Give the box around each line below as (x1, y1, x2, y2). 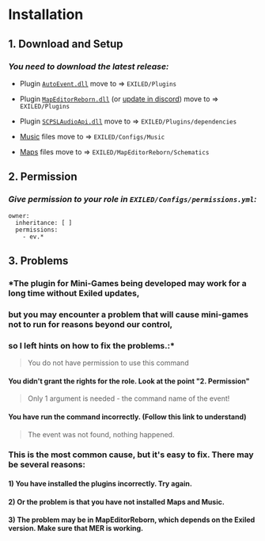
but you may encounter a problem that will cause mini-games (8, 309, 249, 320)
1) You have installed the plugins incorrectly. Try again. (8, 479, 192, 489)
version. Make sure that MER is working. (8, 524, 144, 533)
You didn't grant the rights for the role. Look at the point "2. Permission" (8, 376, 250, 386)
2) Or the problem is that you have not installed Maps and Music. (8, 497, 225, 506)
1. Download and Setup (8, 37, 123, 51)
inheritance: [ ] (15, 219, 73, 227)
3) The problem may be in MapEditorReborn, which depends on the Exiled (8, 515, 256, 524)
